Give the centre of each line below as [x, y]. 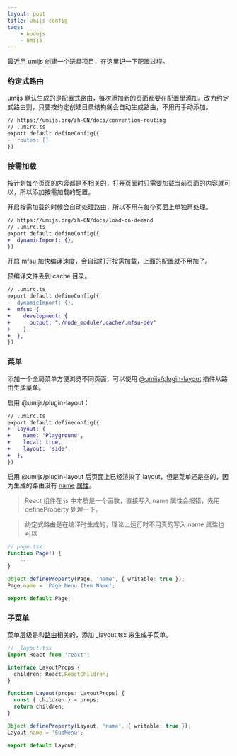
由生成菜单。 [26, 388]
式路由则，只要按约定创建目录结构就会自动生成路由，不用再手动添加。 [110, 107]
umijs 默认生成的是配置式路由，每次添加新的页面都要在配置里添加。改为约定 [118, 98]
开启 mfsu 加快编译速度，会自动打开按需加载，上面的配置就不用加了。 [109, 261]
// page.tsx [25, 546]
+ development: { [38, 316]
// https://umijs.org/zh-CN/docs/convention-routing [87, 120]
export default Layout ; [42, 745]
